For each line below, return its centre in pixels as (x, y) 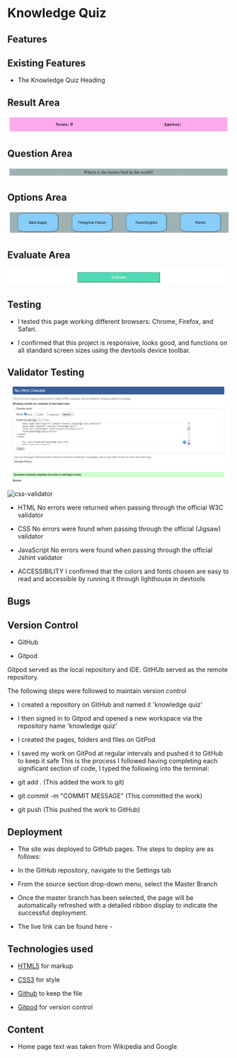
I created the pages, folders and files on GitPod (86, 740)
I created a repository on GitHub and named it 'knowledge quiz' (110, 705)
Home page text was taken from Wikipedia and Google (97, 1046)
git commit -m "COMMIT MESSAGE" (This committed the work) (110, 796)
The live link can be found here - (65, 927)
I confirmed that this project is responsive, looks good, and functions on (122, 342)
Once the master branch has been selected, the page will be (105, 898)
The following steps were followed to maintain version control (97, 691)
